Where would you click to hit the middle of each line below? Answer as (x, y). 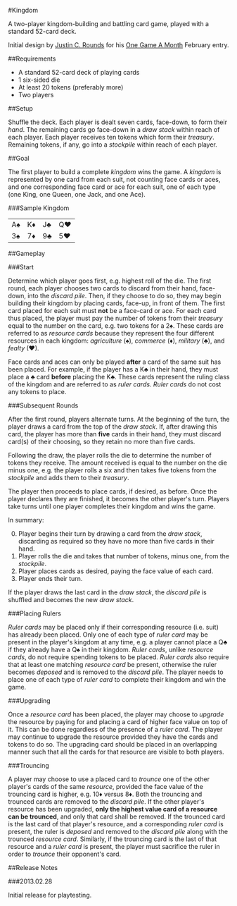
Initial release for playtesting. (50, 895)
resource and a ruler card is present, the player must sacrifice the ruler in (114, 846)
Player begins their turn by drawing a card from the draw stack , (110, 534)
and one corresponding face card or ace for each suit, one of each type (112, 187)
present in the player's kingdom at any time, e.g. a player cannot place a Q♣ (118, 642)
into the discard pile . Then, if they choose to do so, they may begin (124, 296)
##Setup (21, 108)
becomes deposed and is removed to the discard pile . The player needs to (116, 672)
